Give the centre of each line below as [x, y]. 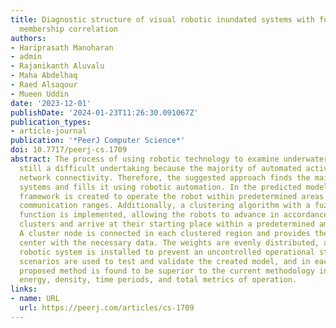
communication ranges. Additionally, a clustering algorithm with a [165, 206]
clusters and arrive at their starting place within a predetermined [167, 224]
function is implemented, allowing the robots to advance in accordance [174, 215]
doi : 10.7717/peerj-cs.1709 [69, 150]
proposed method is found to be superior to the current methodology [167, 271]
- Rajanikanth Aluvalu [57, 66]
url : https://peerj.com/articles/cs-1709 [107, 308]
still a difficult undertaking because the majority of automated [160, 168]
